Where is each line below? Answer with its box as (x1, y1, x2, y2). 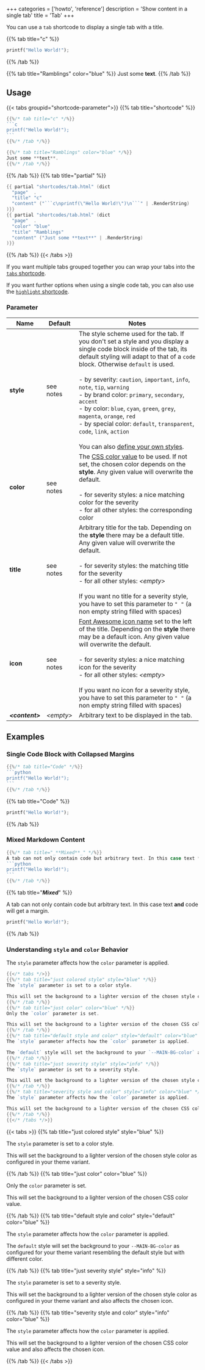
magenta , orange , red (78, 411, 136, 420)
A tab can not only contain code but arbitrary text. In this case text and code (6, 901, 198, 908)
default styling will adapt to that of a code (78, 352, 196, 361)
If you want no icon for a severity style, (78, 686, 190, 694)
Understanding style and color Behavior (6, 945, 129, 954)
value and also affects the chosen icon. (6, 1346, 105, 1353)
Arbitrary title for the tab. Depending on (78, 523, 192, 532)
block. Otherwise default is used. (78, 360, 175, 368)
